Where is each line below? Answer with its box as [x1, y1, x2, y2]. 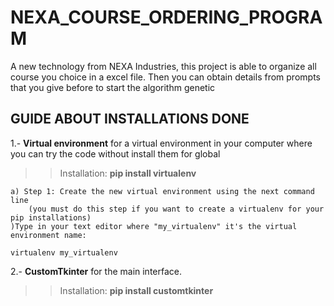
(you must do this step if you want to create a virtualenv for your [28, 204, 325, 214]
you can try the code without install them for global [10, 147, 221, 160]
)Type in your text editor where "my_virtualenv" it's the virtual [10, 221, 298, 231]
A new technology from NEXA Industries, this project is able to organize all [10, 60, 317, 72]
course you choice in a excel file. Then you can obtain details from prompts [10, 71, 321, 83]
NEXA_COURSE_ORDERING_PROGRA [10, 6, 323, 29]
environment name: [10, 230, 87, 240]
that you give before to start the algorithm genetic [10, 81, 216, 93]
